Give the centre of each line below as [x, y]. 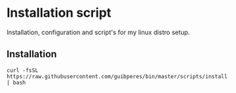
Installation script [59, 13]
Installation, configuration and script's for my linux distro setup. [98, 32]
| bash [16, 83]
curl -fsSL [23, 70]
